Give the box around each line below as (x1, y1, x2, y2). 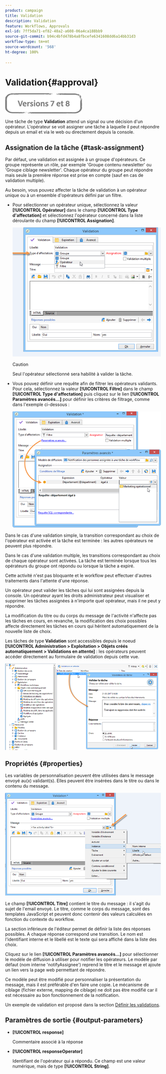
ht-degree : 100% (5, 49, 39, 54)
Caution (12, 361, 29, 367)
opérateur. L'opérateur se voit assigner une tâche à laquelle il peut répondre (5, 124, 160, 130)
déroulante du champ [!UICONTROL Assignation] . (12, 218, 115, 224)
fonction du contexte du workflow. (5, 916, 75, 922)
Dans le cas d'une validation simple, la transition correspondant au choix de (5, 532, 160, 538)
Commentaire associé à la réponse (12, 1038, 83, 1044)
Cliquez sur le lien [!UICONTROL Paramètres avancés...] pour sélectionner (5, 951, 159, 957)
